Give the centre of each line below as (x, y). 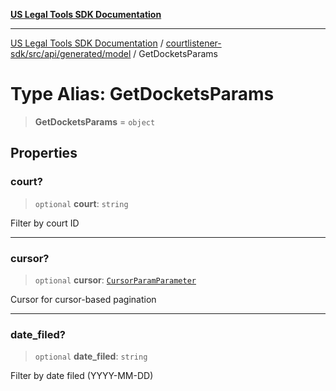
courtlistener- (193, 43)
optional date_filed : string (91, 356)
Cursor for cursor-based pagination (83, 299)
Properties (44, 153)
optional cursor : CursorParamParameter (115, 280)
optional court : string (81, 203)
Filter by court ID (45, 223)
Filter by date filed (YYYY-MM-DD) (82, 376)
